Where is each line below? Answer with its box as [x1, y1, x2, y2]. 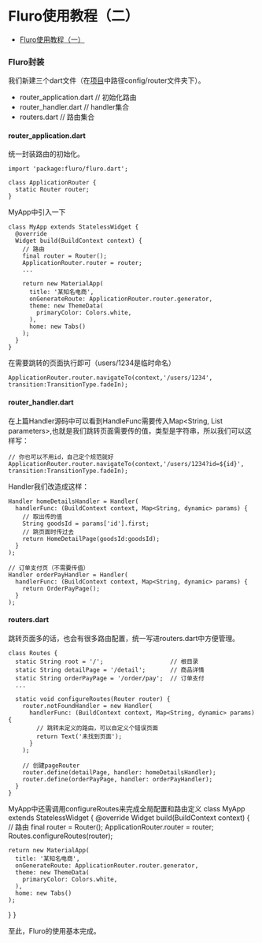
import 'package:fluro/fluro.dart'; [8, 165, 128, 173]
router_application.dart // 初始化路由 [19, 92, 137, 102]
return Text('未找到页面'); [36, 732, 123, 740]
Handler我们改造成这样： [8, 482, 89, 491]
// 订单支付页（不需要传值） [8, 564, 90, 572]
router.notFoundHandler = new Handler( [22, 702, 153, 710]
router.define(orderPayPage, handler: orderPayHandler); [22, 775, 213, 783]
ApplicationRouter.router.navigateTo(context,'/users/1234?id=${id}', [8, 460, 245, 468]
